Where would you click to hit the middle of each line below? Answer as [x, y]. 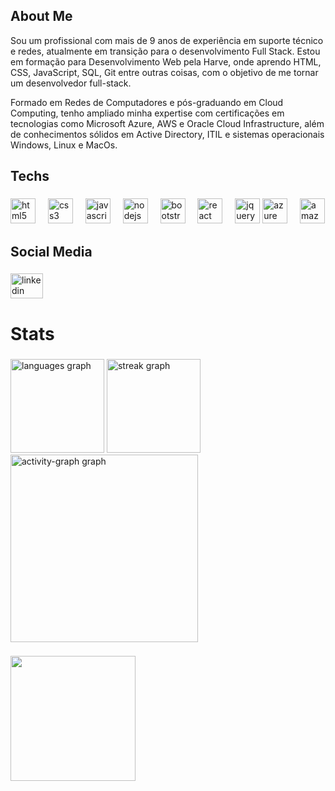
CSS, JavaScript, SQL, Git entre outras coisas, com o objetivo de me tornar [164, 72]
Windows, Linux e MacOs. [64, 145]
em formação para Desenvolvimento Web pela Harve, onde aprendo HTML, [166, 61]
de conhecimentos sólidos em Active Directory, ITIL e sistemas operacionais [167, 134]
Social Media [51, 251]
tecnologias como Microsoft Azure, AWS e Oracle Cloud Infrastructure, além [167, 123]
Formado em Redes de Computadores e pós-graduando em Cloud [147, 102]
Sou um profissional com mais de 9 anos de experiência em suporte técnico [167, 40]
